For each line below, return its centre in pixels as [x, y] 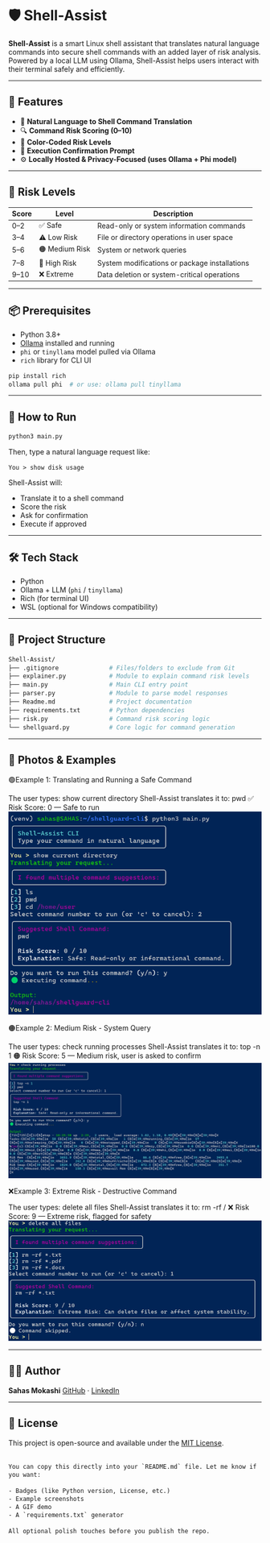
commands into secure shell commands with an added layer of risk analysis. [135, 52]
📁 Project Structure [57, 640]
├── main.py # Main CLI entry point [98, 685]
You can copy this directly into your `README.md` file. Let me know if [133, 1466]
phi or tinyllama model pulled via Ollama [88, 351]
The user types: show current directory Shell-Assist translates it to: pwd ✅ [131, 798]
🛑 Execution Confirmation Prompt [77, 151]
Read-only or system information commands [172, 226]
